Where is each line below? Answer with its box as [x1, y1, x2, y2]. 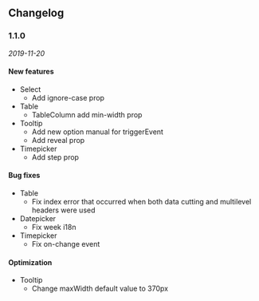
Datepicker [19, 214, 57, 224]
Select [19, 84, 41, 94]
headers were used [31, 205, 96, 215]
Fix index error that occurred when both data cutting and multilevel [31, 197, 252, 207]
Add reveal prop [31, 135, 85, 145]
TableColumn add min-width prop [31, 109, 143, 119]
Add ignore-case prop [31, 93, 105, 102]
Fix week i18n [31, 223, 77, 232]
